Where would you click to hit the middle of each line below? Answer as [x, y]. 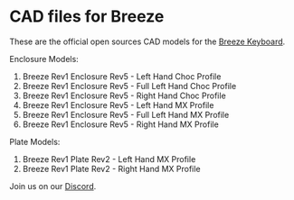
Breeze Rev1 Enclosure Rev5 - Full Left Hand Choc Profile [129, 86]
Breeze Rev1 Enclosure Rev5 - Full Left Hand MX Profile [126, 114]
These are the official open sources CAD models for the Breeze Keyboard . [147, 41]
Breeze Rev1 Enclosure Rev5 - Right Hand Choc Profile [124, 95]
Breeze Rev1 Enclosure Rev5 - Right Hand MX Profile [120, 124]
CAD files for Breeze [87, 17]
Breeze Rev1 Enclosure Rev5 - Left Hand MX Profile [118, 105]
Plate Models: [35, 141]
